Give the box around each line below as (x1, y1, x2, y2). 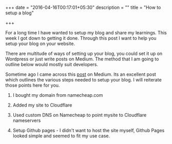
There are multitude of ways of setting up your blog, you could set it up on (5, 51, 163, 56)
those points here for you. (5, 82, 60, 88)
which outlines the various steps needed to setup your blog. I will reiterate (5, 77, 162, 83)
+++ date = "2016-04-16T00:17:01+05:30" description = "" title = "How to (5, 5, 161, 10)
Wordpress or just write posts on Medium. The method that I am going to (5, 56, 159, 62)
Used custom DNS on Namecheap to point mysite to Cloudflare (12, 112, 147, 118)
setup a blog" (5, 10, 34, 16)
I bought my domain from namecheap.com (12, 92, 103, 98)
